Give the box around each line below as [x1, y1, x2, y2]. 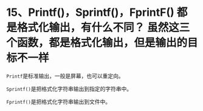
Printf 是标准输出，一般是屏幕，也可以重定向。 [6, 72, 124, 79]
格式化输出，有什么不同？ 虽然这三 [17, 21, 190, 35]
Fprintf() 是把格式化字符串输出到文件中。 [6, 98, 111, 105]
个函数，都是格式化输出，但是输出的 [6, 36, 188, 50]
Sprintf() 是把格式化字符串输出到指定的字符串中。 [6, 85, 132, 92]
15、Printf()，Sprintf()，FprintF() [6, 5, 174, 19]
